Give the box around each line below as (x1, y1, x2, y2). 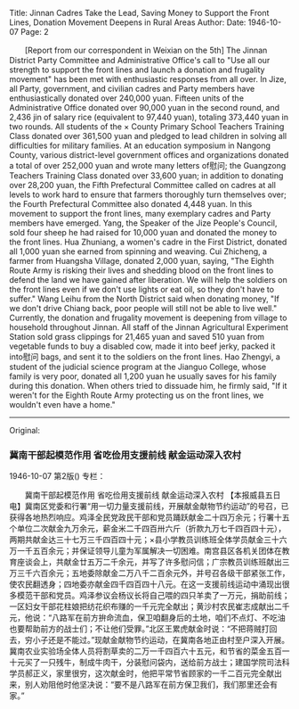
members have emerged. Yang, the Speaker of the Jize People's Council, (9, 218, 278, 228)
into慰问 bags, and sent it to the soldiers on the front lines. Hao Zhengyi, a (9, 351, 280, 362)
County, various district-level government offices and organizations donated (9, 150, 289, 160)
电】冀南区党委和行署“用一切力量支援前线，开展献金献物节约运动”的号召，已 (9, 501, 289, 512)
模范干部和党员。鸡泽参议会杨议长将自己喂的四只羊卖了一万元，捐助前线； (16, 590, 290, 601)
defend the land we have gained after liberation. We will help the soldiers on (9, 275, 287, 284)
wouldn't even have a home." (9, 400, 116, 409)
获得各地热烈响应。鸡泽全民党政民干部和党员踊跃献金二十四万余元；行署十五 (9, 512, 290, 523)
